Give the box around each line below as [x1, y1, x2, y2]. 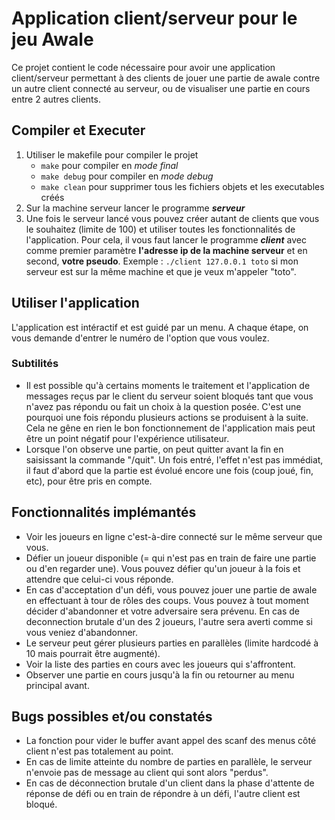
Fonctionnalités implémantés [11, 504, 197, 521]
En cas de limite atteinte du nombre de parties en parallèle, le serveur [25, 756, 313, 768]
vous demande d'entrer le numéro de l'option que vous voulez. [11, 332, 270, 344]
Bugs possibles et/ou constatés [11, 708, 213, 726]
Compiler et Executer [11, 122, 146, 139]
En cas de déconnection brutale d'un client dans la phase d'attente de [25, 777, 315, 789]
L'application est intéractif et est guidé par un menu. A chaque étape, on [11, 321, 309, 333]
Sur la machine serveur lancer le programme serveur [25, 202, 246, 214]
